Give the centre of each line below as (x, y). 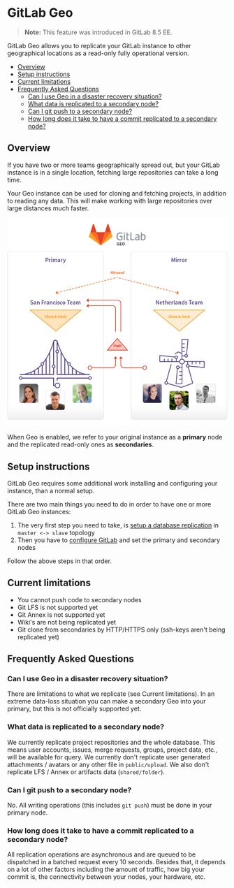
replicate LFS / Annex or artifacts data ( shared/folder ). (86, 772)
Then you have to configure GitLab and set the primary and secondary (119, 540)
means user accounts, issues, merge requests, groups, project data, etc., (112, 750)
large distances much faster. (48, 208)
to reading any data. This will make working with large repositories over (110, 201)
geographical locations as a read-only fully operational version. (98, 53)
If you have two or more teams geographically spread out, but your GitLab (114, 165)
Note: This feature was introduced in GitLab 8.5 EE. (98, 32)
